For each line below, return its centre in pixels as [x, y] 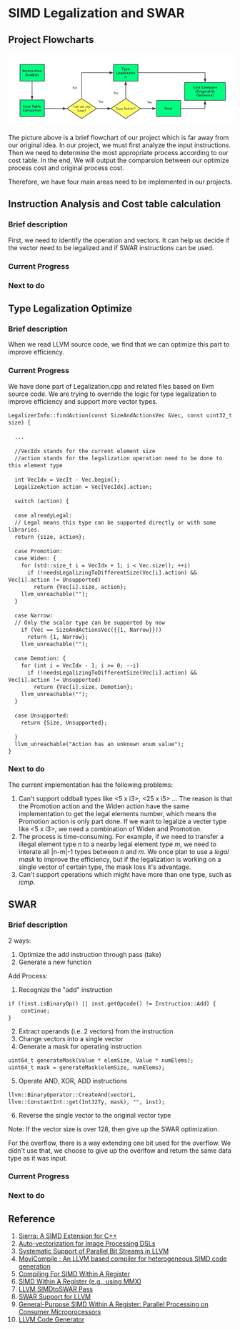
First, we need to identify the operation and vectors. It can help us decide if [119, 240]
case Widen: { [35, 558]
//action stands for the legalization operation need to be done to [119, 458]
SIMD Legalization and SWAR [96, 13]
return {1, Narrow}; [57, 637]
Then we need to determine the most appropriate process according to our [119, 153]
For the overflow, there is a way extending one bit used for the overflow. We [120, 1143]
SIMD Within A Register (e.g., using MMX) [80, 1281]
